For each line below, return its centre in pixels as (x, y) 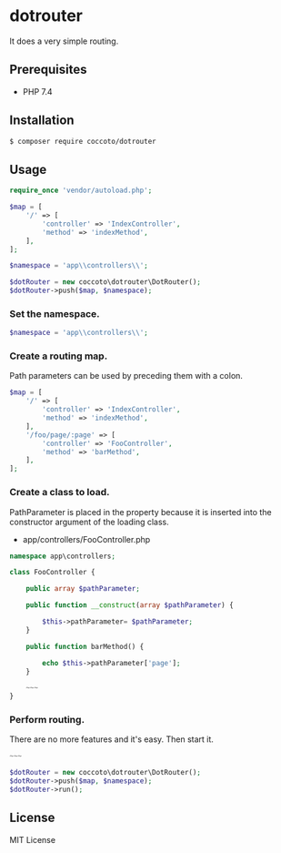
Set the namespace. (55, 313)
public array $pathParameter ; (83, 589)
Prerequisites (48, 70)
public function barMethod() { (85, 646)
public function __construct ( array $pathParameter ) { (130, 605)
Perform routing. (47, 720)
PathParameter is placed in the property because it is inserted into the (140, 512)
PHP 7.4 (37, 91)
